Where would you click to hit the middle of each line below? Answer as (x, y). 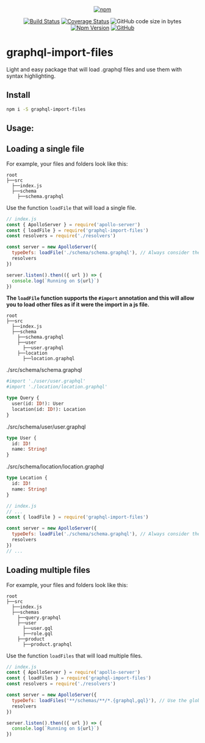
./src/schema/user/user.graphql (46, 427)
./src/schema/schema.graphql (44, 370)
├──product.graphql (47, 644)
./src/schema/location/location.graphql (55, 467)
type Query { (23, 398)
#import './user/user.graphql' (46, 381)
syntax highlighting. (31, 76)
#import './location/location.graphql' (57, 387)
